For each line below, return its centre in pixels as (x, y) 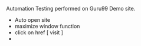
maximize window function (47, 26)
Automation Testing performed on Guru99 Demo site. (71, 9)
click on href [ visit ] (39, 32)
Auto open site (32, 20)
